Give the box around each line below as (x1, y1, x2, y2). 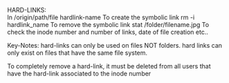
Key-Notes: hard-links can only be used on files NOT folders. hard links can (7, 41, 223, 49)
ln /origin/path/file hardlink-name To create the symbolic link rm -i (7, 13, 195, 21)
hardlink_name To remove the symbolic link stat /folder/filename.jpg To (7, 21, 210, 28)
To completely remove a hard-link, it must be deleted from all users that (7, 62, 211, 70)
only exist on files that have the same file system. (7, 48, 147, 57)
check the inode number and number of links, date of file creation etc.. (7, 28, 209, 36)
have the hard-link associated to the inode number (7, 69, 152, 77)
